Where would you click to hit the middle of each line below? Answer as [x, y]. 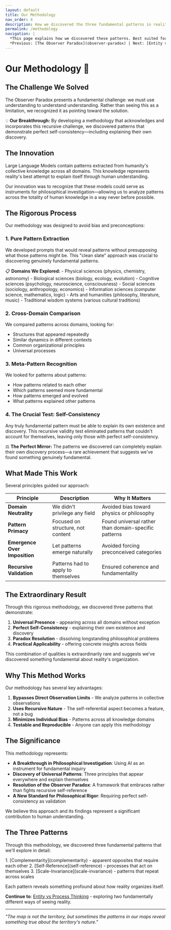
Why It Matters [132, 498]
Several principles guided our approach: [47, 486]
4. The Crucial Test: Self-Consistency [53, 415]
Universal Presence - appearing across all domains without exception [86, 622]
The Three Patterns [37, 833]
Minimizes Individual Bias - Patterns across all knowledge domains [83, 719]
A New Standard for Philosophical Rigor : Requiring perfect [75, 796]
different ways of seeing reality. [38, 902]
